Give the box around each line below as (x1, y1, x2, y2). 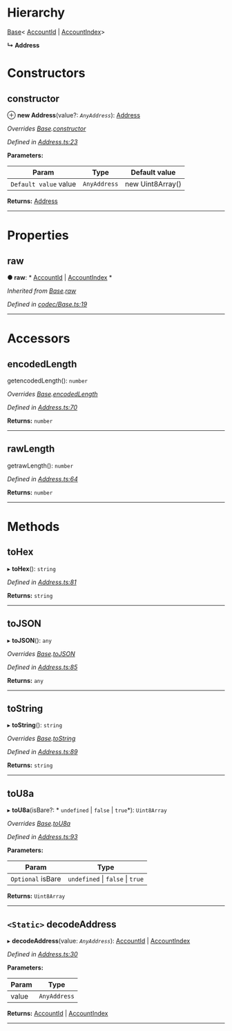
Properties (7, 228, 69, 243)
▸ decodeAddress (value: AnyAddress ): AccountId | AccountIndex (7, 937, 191, 945)
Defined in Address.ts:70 (7, 403, 78, 412)
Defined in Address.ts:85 (7, 663, 78, 671)
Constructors (7, 66, 86, 81)
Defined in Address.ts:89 (7, 748, 78, 756)
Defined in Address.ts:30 (7, 950, 78, 958)
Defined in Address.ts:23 (7, 137, 78, 146)
